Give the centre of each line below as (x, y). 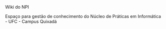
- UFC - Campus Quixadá (31, 22)
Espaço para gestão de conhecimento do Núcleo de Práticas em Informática (83, 16)
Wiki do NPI (17, 7)
